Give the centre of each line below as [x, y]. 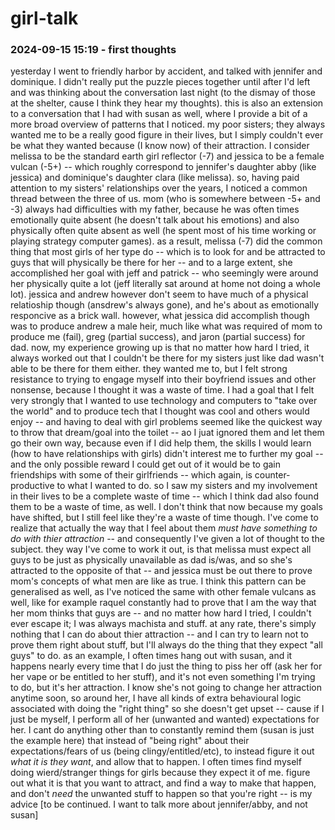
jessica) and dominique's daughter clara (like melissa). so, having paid [155, 178]
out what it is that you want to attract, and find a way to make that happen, [163, 783]
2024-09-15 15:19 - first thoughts [93, 50]
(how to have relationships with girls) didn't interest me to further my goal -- [167, 454]
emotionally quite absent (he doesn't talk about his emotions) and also [155, 220]
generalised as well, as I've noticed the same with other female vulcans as [163, 592]
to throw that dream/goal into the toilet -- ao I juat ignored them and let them [167, 433]
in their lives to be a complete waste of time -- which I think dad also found [164, 496]
